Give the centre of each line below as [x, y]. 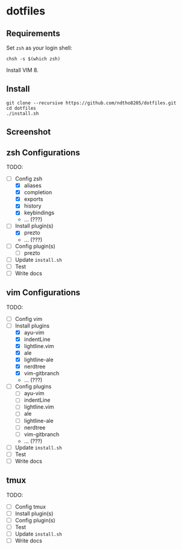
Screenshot [29, 132]
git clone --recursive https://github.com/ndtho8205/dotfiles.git [91, 103]
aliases [33, 186]
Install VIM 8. [23, 70]
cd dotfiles [21, 108]
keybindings [39, 213]
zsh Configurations [43, 152]
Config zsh [29, 179]
